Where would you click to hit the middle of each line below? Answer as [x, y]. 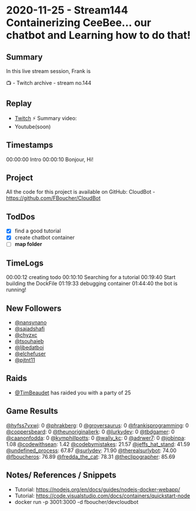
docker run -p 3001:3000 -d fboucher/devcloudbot [77, 502]
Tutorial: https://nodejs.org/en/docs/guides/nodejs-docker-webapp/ [97, 489]
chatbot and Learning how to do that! [99, 35]
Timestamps [30, 145]
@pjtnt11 [25, 360]
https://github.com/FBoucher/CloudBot [54, 198]
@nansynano [31, 323]
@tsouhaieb [29, 341]
